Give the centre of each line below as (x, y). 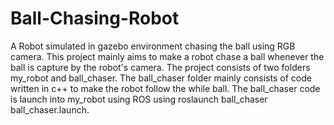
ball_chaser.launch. (50, 109)
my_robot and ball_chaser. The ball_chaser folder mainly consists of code (161, 78)
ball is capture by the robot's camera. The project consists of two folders (160, 67)
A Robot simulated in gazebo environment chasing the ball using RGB (153, 46)
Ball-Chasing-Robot (95, 18)
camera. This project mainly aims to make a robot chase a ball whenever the (167, 56)
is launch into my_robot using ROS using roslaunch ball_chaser (139, 99)
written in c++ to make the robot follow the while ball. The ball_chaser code (165, 88)
